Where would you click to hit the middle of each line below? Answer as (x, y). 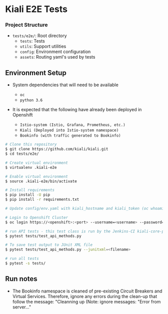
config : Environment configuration (55, 52)
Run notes (21, 279)
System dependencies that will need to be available (65, 85)
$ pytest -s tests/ (25, 263)
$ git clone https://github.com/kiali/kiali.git (57, 149)
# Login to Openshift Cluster (37, 217)
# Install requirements (30, 190)
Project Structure (26, 25)
